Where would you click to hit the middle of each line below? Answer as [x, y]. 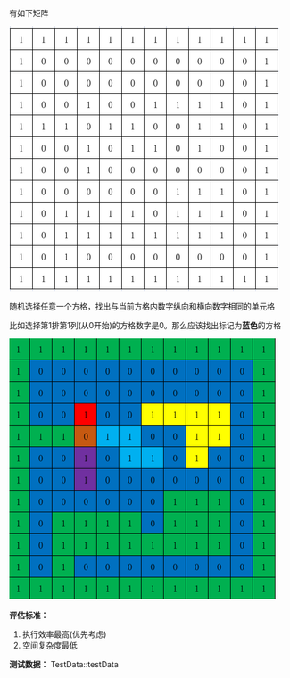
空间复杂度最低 [50, 645]
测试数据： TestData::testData [64, 664]
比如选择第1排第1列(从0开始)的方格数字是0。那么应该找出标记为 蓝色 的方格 [145, 325]
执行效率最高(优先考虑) [64, 634]
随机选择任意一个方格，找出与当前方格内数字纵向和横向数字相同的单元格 [142, 306]
